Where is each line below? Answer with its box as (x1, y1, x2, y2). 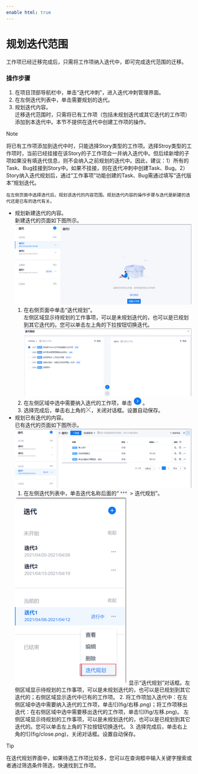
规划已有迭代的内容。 (14, 414, 67, 421)
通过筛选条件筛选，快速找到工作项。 (11, 762, 99, 769)
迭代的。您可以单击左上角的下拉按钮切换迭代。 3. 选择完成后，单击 (14, 723, 178, 730)
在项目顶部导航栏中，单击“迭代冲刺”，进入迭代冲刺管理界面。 (14, 88, 164, 96)
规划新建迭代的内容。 (14, 209, 67, 217)
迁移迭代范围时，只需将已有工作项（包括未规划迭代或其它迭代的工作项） (14, 111, 190, 118)
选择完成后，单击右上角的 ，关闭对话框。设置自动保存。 (23, 406, 164, 414)
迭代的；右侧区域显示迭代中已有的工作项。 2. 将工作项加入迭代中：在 (14, 694, 183, 701)
